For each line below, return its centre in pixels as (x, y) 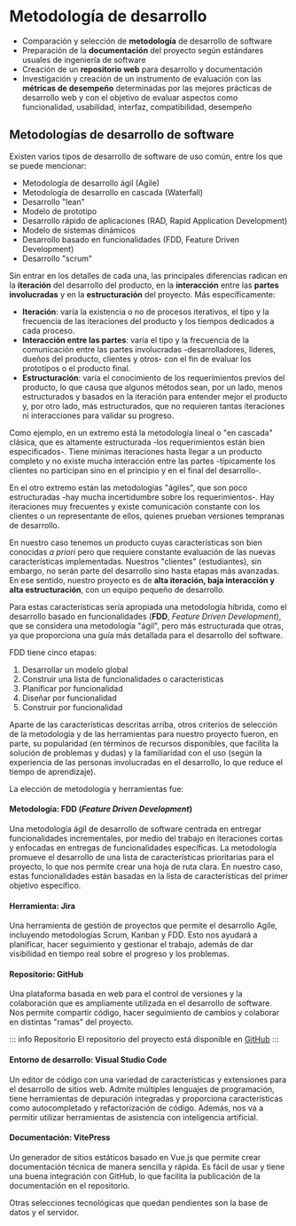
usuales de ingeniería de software (84, 59)
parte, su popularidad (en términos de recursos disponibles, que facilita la (144, 743)
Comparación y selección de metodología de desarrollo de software (147, 41)
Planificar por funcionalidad (73, 688)
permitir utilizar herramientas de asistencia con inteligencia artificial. (134, 1117)
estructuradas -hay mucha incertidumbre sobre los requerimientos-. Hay (142, 497)
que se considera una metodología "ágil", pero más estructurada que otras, (146, 625)
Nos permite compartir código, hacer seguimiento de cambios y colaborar (144, 1013)
